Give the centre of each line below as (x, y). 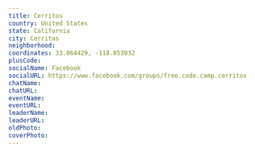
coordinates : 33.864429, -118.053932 (72, 53)
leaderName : (28, 113)
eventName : (27, 98)
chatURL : (23, 90)
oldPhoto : (25, 128)
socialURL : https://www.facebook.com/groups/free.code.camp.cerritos (128, 76)
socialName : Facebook (45, 68)
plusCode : (25, 61)
